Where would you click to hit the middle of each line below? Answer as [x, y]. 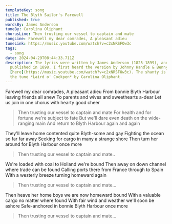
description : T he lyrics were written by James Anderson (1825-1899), [82, 63]
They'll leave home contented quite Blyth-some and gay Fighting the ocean [85, 133]
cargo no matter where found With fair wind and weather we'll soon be [80, 200]
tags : [11, 48]
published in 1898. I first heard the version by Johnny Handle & [82, 67]
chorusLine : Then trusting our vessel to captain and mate [70, 34]
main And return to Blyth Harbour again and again [88, 123]
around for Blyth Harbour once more [44, 144]
